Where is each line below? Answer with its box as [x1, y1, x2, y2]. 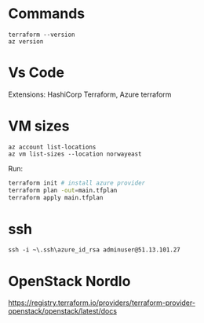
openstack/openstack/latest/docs [8, 306, 118, 316]
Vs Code [8, 64, 65, 82]
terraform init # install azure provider [8, 178, 146, 187]
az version [8, 37, 44, 46]
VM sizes [8, 117, 70, 135]
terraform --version [8, 31, 76, 39]
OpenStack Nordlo [8, 272, 131, 290]
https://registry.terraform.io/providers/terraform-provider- [8, 298, 196, 307]
